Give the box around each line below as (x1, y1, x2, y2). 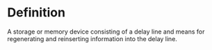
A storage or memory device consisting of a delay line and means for (7, 27, 205, 36)
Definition (7, 5, 66, 21)
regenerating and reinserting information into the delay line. (7, 34, 177, 42)
